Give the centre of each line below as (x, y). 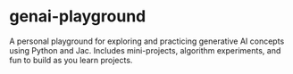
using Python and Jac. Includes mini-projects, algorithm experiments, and (145, 50)
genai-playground (78, 16)
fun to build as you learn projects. (71, 60)
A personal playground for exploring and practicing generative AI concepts (147, 41)
